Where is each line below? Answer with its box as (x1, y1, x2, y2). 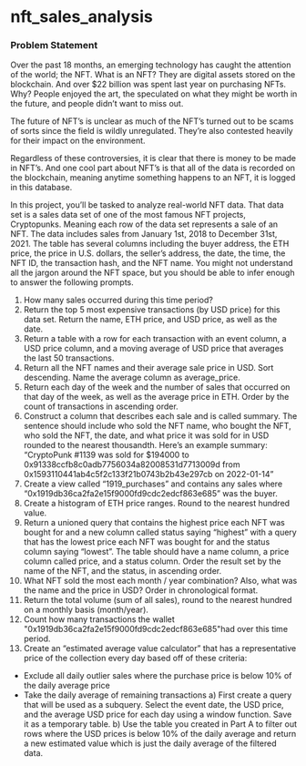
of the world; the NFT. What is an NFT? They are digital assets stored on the (10, 69, 296, 80)
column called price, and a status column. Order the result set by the (23, 556, 281, 567)
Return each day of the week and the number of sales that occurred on (23, 382, 291, 393)
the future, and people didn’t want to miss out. (10, 98, 184, 109)
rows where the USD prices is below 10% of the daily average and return (23, 729, 297, 740)
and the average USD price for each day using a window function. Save (23, 709, 292, 720)
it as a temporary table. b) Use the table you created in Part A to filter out (23, 719, 297, 730)
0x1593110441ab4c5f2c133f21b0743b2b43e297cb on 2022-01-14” (23, 469, 274, 480)
